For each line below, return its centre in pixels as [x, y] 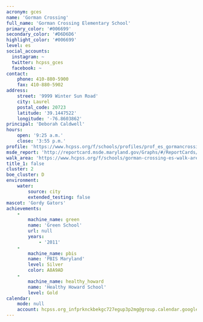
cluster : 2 [20, 169]
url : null [40, 231]
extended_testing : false [59, 197]
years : [36, 236]
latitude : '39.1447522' [47, 113]
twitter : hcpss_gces [37, 62]
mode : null [31, 304]
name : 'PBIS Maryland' [56, 259]
